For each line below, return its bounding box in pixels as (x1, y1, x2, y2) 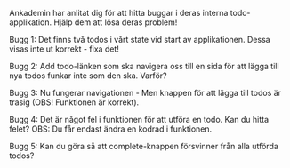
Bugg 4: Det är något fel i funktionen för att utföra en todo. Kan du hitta (9, 115, 270, 124)
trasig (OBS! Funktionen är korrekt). (9, 97, 140, 108)
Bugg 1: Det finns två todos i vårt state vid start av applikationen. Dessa (9, 35, 270, 44)
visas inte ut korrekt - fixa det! (9, 44, 120, 54)
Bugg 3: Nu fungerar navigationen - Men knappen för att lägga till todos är (9, 88, 282, 98)
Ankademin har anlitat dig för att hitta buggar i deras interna (9, 8, 229, 18)
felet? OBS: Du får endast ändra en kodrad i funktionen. (9, 124, 213, 134)
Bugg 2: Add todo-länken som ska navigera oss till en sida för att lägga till (9, 61, 279, 71)
